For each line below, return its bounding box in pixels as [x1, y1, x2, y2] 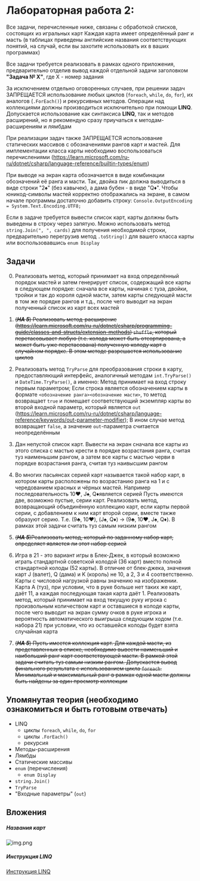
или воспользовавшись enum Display [6, 239, 100, 246]
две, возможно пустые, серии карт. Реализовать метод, [14, 496, 159, 504]
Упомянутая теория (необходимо [6, 695, 139, 705]
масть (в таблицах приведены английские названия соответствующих [6, 36, 187, 43]
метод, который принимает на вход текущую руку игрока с [14, 596, 167, 603]
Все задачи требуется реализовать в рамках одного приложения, [6, 60, 175, 68]
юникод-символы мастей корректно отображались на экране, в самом [6, 190, 190, 197]
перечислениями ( [6, 153, 54, 160]
